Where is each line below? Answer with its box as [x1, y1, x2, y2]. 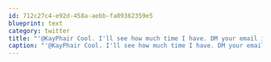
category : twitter [8, 27, 70, 35]
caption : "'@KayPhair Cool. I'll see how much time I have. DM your [8, 42, 244, 50]
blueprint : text [8, 19, 63, 27]
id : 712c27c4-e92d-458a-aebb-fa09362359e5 [8, 11, 153, 20]
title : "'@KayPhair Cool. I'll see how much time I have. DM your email [8, 34, 258, 43]
